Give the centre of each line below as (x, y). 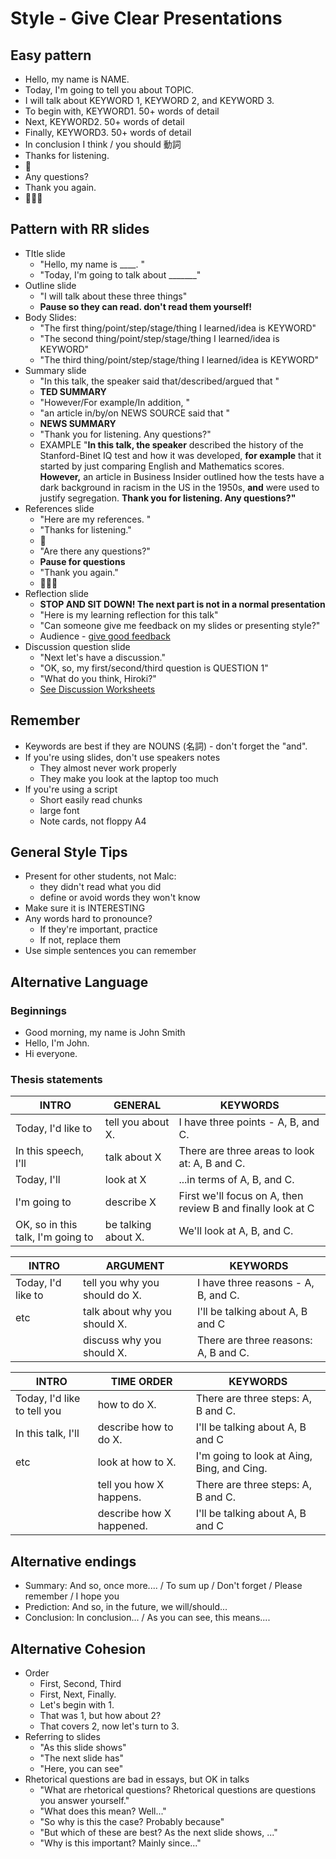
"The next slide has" (81, 1758)
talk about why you (128, 1312)
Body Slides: (50, 317)
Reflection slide (56, 593)
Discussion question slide (77, 646)
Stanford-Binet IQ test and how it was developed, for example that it (180, 455)
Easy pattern (51, 55)
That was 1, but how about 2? (100, 1716)
